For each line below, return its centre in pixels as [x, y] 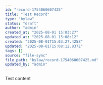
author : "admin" [22, 28]
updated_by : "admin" [26, 64]
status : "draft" [22, 23]
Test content [18, 79]
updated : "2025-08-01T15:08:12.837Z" [44, 46]
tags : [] [14, 51]
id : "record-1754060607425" [34, 10]
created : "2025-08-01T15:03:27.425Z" [44, 42]
